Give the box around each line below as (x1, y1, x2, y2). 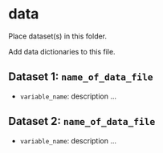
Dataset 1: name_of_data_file (8, 70, 153, 84)
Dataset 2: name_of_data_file (8, 115, 156, 128)
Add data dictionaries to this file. (8, 46, 116, 56)
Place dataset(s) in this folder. (8, 31, 107, 41)
